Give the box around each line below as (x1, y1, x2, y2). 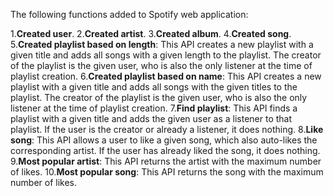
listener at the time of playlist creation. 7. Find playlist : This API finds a (10, 102, 298, 114)
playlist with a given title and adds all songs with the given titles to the (10, 81, 298, 93)
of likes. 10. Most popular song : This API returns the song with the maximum (10, 166, 324, 178)
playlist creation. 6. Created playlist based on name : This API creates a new (10, 70, 322, 82)
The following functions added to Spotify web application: (10, 9, 249, 20)
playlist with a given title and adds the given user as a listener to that (10, 113, 293, 124)
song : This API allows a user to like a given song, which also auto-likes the (10, 134, 318, 146)
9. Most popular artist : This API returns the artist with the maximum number (10, 155, 322, 167)
